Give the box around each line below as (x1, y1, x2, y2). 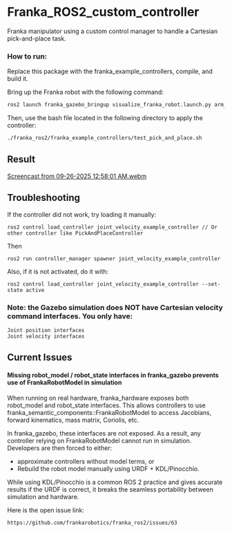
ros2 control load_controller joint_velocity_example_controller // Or (7, 224, 217, 231)
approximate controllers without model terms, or (17, 457, 155, 465)
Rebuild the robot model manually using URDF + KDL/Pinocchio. (17, 464, 200, 473)
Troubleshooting (7, 192, 81, 204)
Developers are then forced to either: (7, 443, 113, 452)
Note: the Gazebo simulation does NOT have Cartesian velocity (7, 302, 223, 312)
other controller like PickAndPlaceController (7, 229, 144, 237)
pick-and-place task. (7, 34, 67, 42)
